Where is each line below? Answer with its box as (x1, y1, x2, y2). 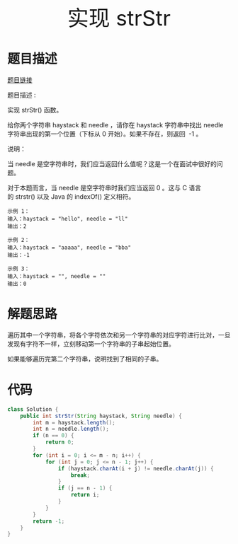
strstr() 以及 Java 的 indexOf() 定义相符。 (15, 192, 135, 201)
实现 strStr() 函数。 (7, 105, 63, 114)
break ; (70, 471, 91, 479)
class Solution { (7, 405, 59, 413)
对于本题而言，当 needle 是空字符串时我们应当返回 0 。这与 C (7, 183, 188, 192)
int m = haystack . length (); (33, 419, 115, 426)
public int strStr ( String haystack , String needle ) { (20, 412, 182, 419)
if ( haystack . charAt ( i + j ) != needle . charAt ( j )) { (57, 465, 214, 472)
